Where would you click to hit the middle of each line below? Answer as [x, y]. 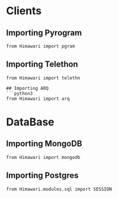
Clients [24, 11]
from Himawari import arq [38, 99]
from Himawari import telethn [43, 78]
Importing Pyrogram [44, 33]
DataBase [30, 122]
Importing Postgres [42, 176]
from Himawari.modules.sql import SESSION [59, 189]
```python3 [19, 93]
